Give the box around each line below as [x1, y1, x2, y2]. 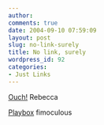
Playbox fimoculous [8, 108, 72, 117]
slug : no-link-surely [8, 41, 80, 49]
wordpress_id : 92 [8, 56, 65, 64]
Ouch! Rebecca [8, 92, 58, 101]
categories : [8, 63, 47, 71]
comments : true [8, 19, 58, 27]
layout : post [8, 33, 51, 42]
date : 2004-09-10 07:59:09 [8, 26, 97, 34]
